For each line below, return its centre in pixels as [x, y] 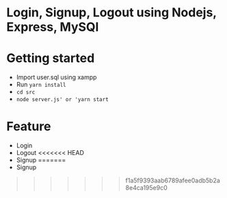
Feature [29, 127]
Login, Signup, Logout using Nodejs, [111, 13]
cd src [26, 93]
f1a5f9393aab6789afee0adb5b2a [173, 181]
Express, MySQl [53, 27]
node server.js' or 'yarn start [62, 100]
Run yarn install [41, 85]
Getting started [51, 58]
